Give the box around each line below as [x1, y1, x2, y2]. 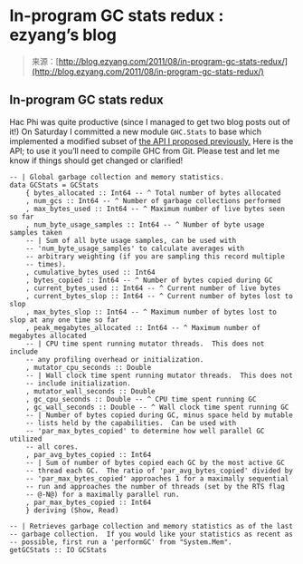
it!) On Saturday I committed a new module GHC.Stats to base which [9, 126, 262, 137]
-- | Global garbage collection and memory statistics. [9, 172, 224, 181]
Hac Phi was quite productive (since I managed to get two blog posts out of [9, 116, 291, 127]
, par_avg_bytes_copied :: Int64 [25, 450, 152, 459]
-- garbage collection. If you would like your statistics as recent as [9, 530, 294, 539]
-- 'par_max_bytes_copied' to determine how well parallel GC [25, 426, 265, 435]
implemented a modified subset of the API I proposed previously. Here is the [9, 135, 294, 146]
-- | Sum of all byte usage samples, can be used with [25, 236, 237, 245]
